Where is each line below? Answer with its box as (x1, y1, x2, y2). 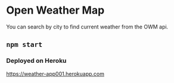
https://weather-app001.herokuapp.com (6, 70, 104, 77)
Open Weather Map (6, 4, 105, 17)
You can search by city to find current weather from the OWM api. (6, 23, 169, 30)
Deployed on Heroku (6, 57, 67, 65)
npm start (6, 40, 43, 49)
